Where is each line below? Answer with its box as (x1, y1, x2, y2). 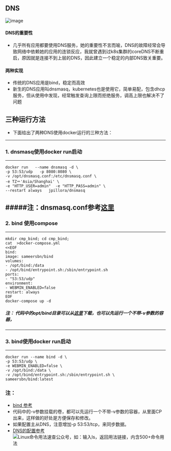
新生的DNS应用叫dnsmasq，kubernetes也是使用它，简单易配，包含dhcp (12, 86, 165, 92)
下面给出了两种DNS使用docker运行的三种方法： (12, 130, 113, 136)
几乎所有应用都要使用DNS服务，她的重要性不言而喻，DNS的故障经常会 (12, 42, 161, 48)
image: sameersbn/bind (5, 254, 53, 259)
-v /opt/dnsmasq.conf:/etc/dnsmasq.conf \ (5, 174, 97, 179)
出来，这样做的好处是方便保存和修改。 (12, 414, 93, 421)
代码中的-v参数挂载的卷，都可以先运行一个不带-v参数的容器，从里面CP (12, 408, 162, 414)
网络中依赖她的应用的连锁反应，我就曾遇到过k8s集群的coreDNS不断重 (17, 48, 164, 55)
